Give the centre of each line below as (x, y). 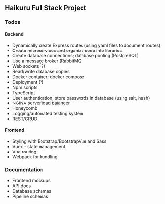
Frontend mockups (31, 181)
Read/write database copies (41, 71)
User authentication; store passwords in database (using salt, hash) (81, 98)
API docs (21, 186)
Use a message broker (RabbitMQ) (47, 61)
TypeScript (23, 92)
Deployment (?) (28, 82)
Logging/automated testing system (48, 113)
